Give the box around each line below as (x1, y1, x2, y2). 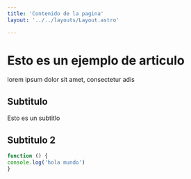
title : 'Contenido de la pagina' (7, 10, 104, 17)
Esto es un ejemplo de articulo (7, 53, 185, 68)
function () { (7, 153, 49, 160)
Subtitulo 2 (7, 134, 56, 146)
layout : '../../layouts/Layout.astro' (7, 17, 119, 24)
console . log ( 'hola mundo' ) (7, 159, 85, 166)
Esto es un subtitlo (7, 114, 60, 122)
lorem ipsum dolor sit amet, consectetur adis (7, 76, 135, 84)
